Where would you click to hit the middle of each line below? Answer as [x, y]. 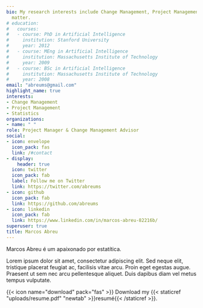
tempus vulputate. [29, 280]
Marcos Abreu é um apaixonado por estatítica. [64, 249]
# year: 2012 [28, 46]
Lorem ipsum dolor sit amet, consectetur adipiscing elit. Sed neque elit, [95, 261]
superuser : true [27, 226]
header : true [34, 164]
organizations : [25, 119]
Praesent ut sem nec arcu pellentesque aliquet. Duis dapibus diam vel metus [101, 273]
